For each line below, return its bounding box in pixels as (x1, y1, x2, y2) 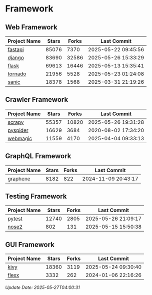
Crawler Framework (5, 95, 68, 104)
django (7, 54, 24, 61)
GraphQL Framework (5, 152, 71, 160)
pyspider (7, 127, 28, 134)
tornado (7, 70, 26, 77)
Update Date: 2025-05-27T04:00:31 (5, 285, 80, 291)
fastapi (7, 46, 24, 53)
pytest (7, 215, 22, 222)
